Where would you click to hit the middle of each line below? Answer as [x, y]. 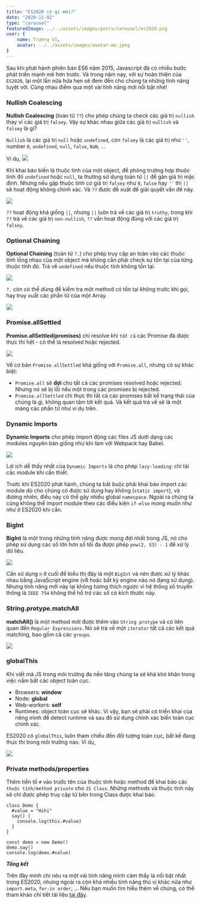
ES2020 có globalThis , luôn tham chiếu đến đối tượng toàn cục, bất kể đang [101, 735]
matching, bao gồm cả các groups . [49, 634]
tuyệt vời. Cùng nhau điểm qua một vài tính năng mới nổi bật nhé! [87, 87]
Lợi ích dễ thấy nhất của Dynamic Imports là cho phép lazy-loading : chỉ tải [98, 466]
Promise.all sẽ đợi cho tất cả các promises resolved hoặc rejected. [98, 383]
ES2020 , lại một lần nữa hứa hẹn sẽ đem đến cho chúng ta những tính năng [98, 80]
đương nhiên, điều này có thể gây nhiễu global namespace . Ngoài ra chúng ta [100, 497]
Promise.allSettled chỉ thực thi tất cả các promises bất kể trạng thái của [105, 395]
